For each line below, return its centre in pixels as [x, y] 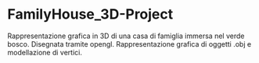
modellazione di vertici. [45, 52]
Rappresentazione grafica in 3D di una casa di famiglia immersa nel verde [126, 36]
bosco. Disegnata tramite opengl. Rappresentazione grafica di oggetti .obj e [129, 44]
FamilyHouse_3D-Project [90, 14]
